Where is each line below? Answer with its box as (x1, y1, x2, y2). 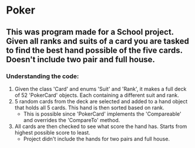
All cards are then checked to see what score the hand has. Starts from (14, 123, 187, 130)
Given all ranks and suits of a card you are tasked (6, 36, 189, 46)
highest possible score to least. (14, 129, 90, 136)
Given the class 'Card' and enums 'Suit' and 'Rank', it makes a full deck (14, 85, 187, 92)
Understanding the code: (6, 72, 79, 80)
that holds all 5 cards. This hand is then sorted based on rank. (14, 104, 164, 111)
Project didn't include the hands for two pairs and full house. (23, 135, 170, 142)
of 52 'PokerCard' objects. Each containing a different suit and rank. (14, 92, 179, 99)
